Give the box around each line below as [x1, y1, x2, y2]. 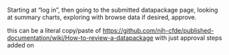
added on [7, 41, 34, 49]
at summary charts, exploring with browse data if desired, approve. [7, 13, 197, 21]
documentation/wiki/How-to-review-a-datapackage [7, 34, 154, 42]
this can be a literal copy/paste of [7, 27, 101, 34]
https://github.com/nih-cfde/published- [102, 27, 214, 34]
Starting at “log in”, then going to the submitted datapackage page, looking [7, 6, 218, 14]
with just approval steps [154, 34, 223, 42]
